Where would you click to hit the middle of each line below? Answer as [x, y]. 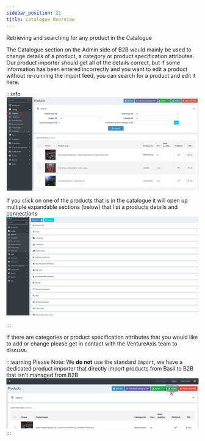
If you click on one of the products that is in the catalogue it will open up [97, 201]
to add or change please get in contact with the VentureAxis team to [92, 344]
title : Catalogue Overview [41, 19]
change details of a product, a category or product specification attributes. [100, 56]
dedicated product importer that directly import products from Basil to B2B [100, 369]
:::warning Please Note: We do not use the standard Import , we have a [95, 362]
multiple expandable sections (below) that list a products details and [92, 207]
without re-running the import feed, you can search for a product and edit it [101, 75]
